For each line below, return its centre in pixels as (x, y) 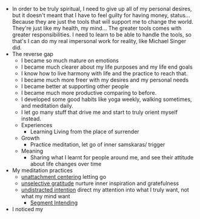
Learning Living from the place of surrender (85, 131)
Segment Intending (54, 203)
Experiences (37, 125)
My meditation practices (42, 170)
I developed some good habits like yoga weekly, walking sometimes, (106, 99)
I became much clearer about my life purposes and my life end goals (107, 67)
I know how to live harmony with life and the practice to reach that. (104, 73)
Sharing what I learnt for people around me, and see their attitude (112, 157)
